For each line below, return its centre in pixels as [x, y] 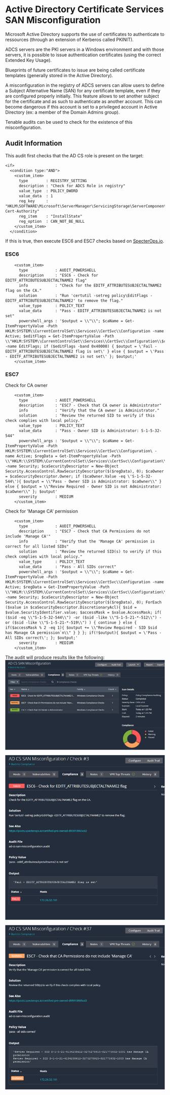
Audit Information [34, 143]
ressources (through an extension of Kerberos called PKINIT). [70, 40]
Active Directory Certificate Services [84, 9]
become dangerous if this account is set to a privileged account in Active [81, 107]
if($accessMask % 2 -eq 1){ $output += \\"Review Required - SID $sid [81, 628]
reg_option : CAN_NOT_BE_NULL [52, 221]
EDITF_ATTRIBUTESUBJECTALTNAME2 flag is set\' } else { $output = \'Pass [85, 352]
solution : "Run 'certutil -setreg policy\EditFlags [83, 296]
